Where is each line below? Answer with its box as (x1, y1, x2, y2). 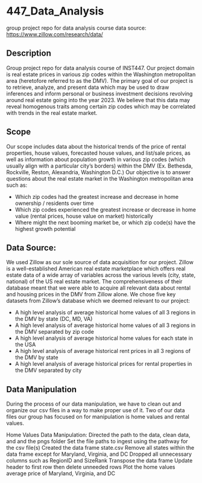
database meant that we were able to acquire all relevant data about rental (6, 284, 191, 291)
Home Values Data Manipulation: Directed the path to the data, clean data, (6, 431, 191, 439)
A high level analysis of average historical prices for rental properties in (14, 360, 192, 368)
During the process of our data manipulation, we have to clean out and (6, 400, 181, 407)
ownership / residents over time (14, 199, 94, 207)
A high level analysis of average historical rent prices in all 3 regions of (14, 348, 191, 355)
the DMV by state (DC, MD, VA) (14, 316, 93, 323)
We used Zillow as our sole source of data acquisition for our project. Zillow (6, 259, 194, 266)
